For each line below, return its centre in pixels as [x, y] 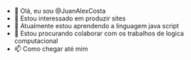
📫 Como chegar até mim [51, 49]
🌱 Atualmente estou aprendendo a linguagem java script [97, 26]
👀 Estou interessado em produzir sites [70, 18]
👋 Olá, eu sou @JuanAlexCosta [60, 11]
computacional [36, 41]
